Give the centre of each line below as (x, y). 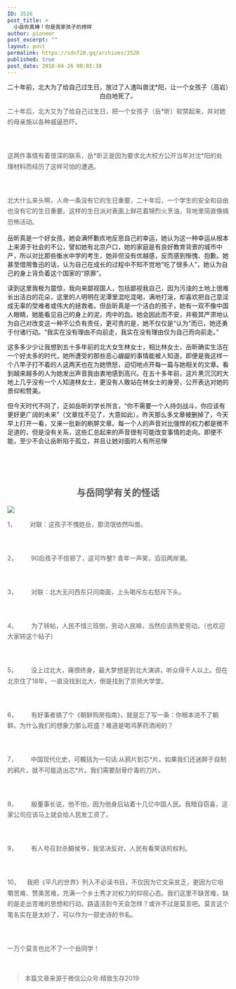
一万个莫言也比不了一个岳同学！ (53, 948)
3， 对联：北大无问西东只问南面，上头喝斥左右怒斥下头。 (96, 591)
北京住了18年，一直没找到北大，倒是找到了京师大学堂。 (87, 681)
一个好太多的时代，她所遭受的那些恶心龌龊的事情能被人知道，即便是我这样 (115, 356)
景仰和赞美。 (26, 391)
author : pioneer (31, 33)
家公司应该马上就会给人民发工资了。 (60, 815)
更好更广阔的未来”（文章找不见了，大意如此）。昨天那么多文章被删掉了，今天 (118, 414)
